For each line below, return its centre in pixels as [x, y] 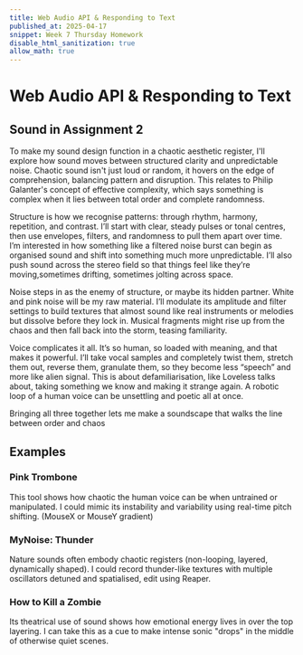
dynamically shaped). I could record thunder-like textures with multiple [141, 569]
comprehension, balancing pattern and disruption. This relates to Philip [142, 180]
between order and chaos [57, 423]
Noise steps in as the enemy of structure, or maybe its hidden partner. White [151, 292]
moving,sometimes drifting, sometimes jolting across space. [121, 275]
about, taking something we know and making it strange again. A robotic [144, 386]
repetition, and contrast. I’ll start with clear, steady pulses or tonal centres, [148, 226]
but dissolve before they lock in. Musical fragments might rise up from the [147, 321]
